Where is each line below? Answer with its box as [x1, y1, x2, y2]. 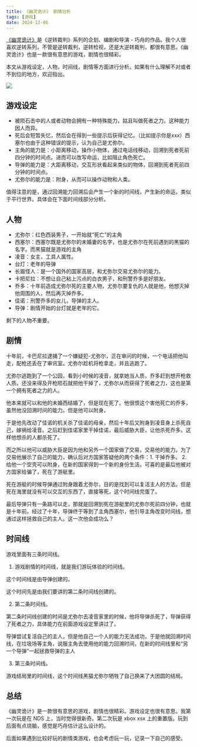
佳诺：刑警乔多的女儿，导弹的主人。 [14, 297, 103, 304]
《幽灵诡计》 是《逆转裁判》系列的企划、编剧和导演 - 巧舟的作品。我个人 [6, 36, 181, 43]
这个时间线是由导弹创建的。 [6, 575, 73, 582]
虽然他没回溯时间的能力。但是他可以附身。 [6, 406, 109, 413]
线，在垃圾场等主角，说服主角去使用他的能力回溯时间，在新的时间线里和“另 [6, 640, 189, 647]
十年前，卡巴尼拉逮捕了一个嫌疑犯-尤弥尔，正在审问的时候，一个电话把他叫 [6, 352, 189, 359]
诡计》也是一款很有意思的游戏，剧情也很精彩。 [11, 51, 124, 58]
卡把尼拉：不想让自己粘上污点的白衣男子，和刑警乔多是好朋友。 [14, 275, 169, 282]
